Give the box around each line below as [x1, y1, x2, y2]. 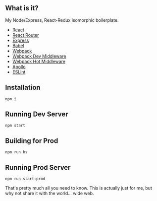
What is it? [5, 4, 39, 12]
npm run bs [5, 150, 28, 155]
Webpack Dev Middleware [12, 53, 66, 59]
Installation [5, 83, 41, 92]
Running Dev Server [5, 110, 68, 119]
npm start [5, 123, 26, 128]
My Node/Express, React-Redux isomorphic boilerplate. [5, 17, 119, 23]
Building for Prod [5, 136, 58, 145]
